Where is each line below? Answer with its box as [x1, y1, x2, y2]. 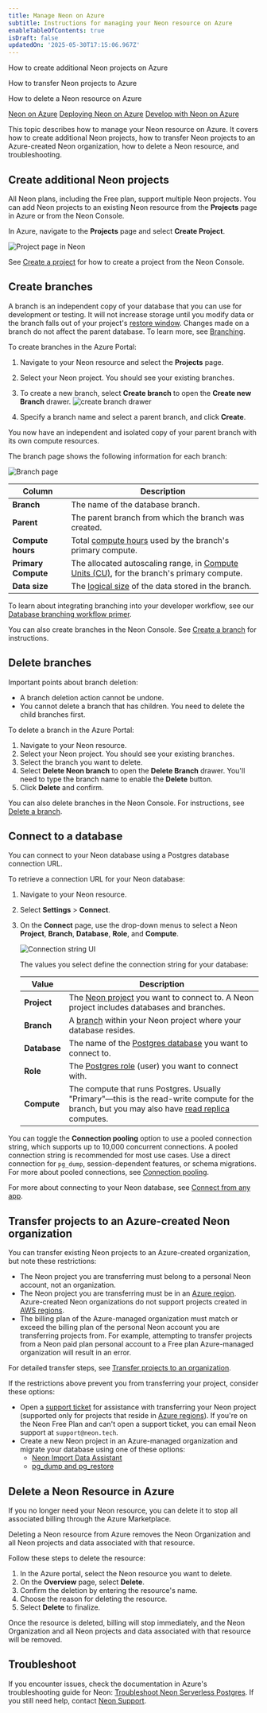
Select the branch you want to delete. [19, 757, 143, 767]
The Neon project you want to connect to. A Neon [68, 992, 254, 1003]
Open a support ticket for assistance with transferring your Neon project [19, 1402, 257, 1412]
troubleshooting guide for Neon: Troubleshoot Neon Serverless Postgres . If [8, 1687, 254, 1697]
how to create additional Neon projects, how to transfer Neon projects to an [8, 133, 256, 143]
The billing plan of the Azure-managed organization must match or [19, 1314, 238, 1324]
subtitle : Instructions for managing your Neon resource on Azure [8, 19, 233, 27]
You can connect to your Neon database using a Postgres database [8, 851, 230, 860]
